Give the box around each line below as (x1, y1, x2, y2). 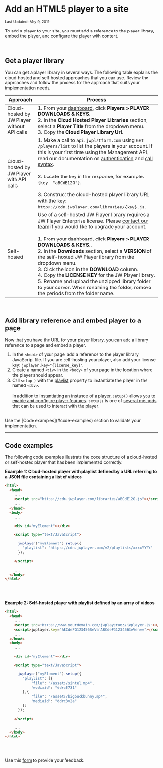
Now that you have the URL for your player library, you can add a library (5, 337, 149, 343)
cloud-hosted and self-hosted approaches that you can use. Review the (5, 74, 149, 80)
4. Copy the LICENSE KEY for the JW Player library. (37, 272, 155, 278)
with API (7, 176, 27, 183)
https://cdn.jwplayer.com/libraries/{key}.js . (37, 203, 147, 210)
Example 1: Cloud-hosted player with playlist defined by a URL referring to (5, 469, 157, 475)
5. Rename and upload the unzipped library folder (37, 278, 151, 285)
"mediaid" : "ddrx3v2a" (31, 699, 77, 704)
